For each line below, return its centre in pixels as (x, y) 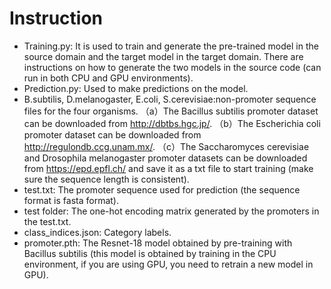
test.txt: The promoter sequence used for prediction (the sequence (162, 189)
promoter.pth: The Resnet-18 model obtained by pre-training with (158, 243)
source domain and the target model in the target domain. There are (163, 56)
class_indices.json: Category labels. (97, 232)
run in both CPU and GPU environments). (108, 78)
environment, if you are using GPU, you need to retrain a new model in (168, 264)
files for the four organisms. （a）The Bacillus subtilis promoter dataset (171, 111)
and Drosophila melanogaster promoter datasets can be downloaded (165, 158)
